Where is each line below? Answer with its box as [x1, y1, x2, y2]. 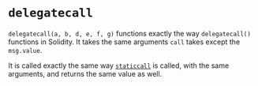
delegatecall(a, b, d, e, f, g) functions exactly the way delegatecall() [8, 28, 251, 38]
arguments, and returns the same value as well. [8, 69, 163, 78]
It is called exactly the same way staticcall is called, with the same [8, 61, 230, 70]
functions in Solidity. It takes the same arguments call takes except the [8, 37, 241, 47]
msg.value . [8, 45, 43, 54]
